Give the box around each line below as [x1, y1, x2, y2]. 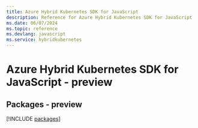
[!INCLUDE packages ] [6, 115, 61, 122]
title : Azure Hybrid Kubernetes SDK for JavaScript [6, 8, 138, 15]
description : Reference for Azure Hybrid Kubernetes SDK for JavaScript [6, 14, 193, 20]
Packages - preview [6, 99, 82, 109]
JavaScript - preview [6, 76, 113, 89]
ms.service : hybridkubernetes [6, 37, 82, 43]
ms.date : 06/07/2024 [6, 20, 58, 26]
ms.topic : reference [6, 25, 58, 32]
